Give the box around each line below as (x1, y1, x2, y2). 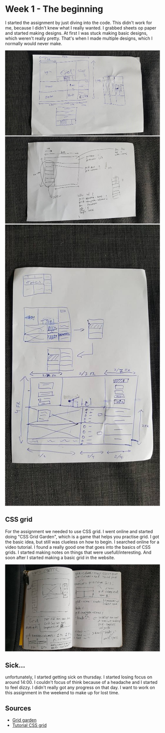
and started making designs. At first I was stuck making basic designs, (5, 30, 148, 36)
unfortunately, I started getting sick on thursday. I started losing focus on (5, 674, 153, 680)
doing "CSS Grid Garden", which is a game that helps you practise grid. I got (5, 534, 160, 539)
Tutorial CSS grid (12, 722, 47, 728)
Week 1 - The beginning (5, 3, 103, 15)
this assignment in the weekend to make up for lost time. (5, 690, 119, 696)
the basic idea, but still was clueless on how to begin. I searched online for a (5, 539, 160, 545)
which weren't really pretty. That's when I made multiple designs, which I (5, 35, 153, 41)
